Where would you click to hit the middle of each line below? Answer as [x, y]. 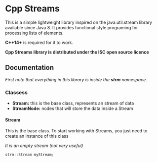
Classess [17, 92]
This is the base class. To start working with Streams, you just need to [76, 131]
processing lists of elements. [34, 33]
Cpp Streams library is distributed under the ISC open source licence [77, 52]
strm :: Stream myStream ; [30, 155]
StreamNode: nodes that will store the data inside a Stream [73, 108]
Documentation [30, 68]
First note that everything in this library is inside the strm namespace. [76, 79]
